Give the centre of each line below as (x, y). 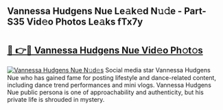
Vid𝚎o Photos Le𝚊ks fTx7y (85, 22)
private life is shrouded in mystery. (56, 99)
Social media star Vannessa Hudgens (158, 70)
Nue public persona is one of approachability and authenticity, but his (105, 92)
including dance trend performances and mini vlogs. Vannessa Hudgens (109, 85)
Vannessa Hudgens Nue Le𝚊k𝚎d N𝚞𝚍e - (95, 11)
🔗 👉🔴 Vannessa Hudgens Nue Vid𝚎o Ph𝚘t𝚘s (105, 50)
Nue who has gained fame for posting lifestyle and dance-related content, (111, 78)
